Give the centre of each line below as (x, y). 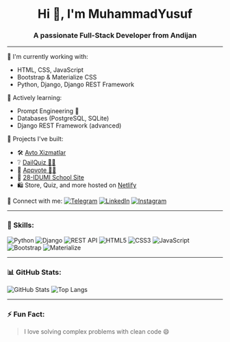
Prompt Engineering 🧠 (48, 111)
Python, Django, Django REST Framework (76, 84)
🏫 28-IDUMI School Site (50, 178)
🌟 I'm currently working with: (48, 57)
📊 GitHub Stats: (34, 272)
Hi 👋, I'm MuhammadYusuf (115, 14)
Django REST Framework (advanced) (69, 125)
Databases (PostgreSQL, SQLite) (63, 119)
